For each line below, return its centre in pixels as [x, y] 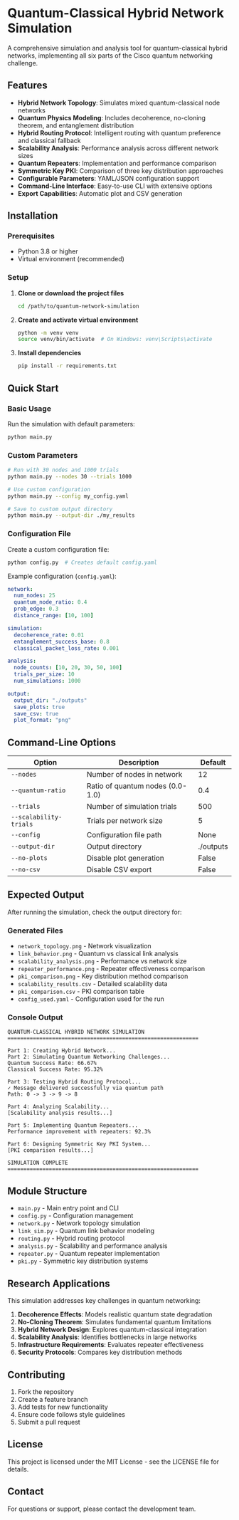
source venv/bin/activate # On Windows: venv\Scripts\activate [115, 340]
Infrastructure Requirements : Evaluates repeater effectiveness [111, 1345]
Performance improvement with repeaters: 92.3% [79, 1132]
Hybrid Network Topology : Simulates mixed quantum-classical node [119, 103]
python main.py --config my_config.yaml [68, 496]
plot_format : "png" [43, 720]
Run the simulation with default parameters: [71, 424]
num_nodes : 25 [34, 596]
